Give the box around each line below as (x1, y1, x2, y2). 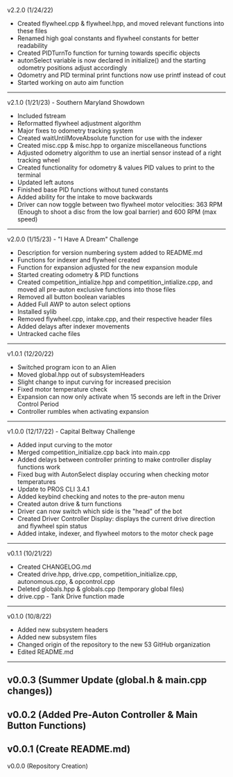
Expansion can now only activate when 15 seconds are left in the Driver (17, 392, 221, 401)
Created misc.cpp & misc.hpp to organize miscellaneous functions (17, 142, 207, 149)
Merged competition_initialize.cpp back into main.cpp (17, 448, 171, 456)
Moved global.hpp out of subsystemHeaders (17, 371, 145, 378)
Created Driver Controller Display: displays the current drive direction (17, 515, 216, 523)
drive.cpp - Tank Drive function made (17, 592, 125, 600)
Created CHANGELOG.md (17, 562, 92, 571)
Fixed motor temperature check (17, 385, 108, 393)
